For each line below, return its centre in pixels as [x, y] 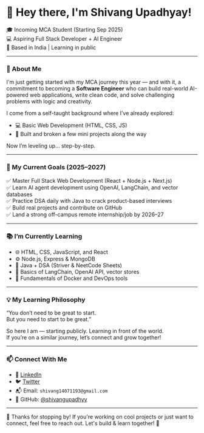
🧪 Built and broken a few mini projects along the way [81, 134]
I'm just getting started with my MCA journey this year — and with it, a [94, 82]
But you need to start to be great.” [49, 319]
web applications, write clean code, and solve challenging [102, 95]
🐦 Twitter [28, 381]
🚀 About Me [24, 69]
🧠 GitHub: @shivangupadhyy [51, 400]
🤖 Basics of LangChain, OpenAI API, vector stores [77, 271]
